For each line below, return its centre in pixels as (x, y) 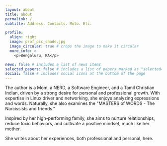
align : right (23, 37)
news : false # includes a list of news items (53, 64)
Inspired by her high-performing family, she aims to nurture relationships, (80, 118)
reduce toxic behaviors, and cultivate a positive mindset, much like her (77, 124)
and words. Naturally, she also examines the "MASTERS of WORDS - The (80, 103)
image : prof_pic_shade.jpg (38, 42)
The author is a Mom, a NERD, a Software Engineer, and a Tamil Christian (80, 88)
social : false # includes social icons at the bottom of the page (75, 74)
